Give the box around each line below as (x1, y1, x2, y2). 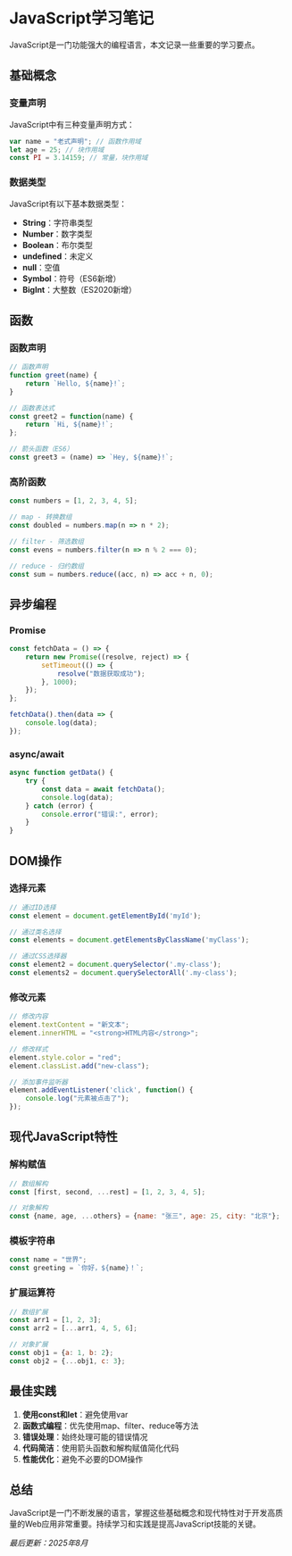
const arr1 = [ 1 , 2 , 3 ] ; (9, 1316, 102, 1325)
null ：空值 (21, 262, 61, 272)
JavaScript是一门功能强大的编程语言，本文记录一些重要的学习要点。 (9, 39, 261, 50)
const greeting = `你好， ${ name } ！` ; (9, 1264, 145, 1273)
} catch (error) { (25, 801, 94, 811)
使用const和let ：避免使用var (21, 1409, 129, 1419)
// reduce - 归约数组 (9, 562, 85, 570)
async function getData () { (9, 769, 114, 778)
